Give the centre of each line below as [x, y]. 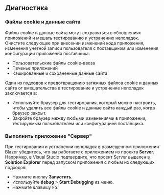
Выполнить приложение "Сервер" [48, 136]
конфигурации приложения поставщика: [47, 53]
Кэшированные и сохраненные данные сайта [60, 73]
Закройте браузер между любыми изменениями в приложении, [79, 118]
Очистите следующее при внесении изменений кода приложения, [75, 43]
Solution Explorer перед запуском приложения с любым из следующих [80, 162]
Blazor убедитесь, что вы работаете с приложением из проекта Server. [80, 152]
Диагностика [26, 8]
